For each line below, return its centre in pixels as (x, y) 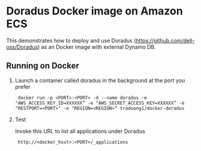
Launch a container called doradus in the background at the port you (100, 80)
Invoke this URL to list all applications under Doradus (80, 131)
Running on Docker (43, 66)
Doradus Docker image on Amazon (94, 11)
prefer (22, 87)
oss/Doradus (22, 47)
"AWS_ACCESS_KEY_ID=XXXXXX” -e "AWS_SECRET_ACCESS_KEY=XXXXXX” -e (100, 103)
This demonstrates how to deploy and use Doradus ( (71, 40)
